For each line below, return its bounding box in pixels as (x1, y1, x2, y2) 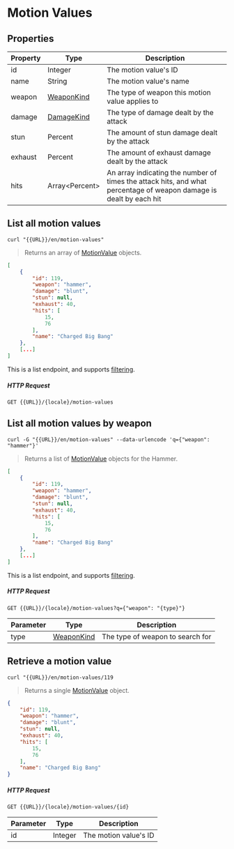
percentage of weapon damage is (107, 185, 217, 194)
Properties (7, 33, 54, 45)
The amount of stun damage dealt (107, 128, 218, 137)
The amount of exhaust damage (107, 148, 211, 158)
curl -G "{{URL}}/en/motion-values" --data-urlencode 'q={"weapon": (7, 436, 210, 443)
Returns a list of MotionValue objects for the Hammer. (24, 454, 178, 463)
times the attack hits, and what (107, 176, 207, 186)
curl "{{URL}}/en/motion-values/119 (7, 674, 114, 681)
